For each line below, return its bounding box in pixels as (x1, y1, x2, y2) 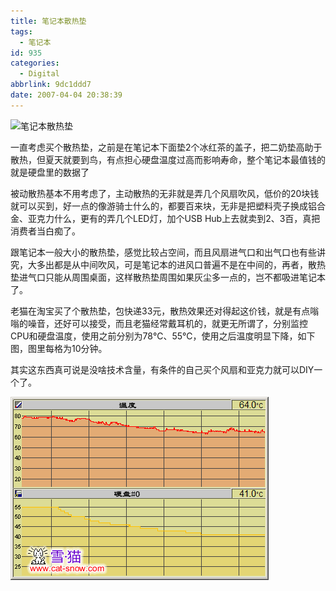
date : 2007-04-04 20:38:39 (10, 90, 123, 100)
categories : (10, 58, 60, 69)
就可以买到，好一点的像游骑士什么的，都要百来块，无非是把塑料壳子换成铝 (10, 200, 317, 212)
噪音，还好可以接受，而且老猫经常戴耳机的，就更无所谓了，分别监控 (27, 317, 308, 329)
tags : (10, 26, 33, 37)
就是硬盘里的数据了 (10, 166, 90, 178)
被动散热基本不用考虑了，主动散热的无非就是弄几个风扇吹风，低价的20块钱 (10, 187, 320, 199)
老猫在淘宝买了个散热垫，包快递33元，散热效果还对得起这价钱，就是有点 (10, 305, 311, 317)
